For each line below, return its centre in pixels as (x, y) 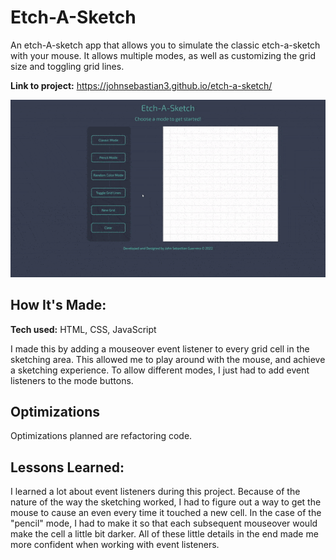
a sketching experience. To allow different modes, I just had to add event (160, 370)
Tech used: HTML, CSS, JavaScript (83, 329)
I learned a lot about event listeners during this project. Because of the (155, 492)
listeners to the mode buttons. (72, 380)
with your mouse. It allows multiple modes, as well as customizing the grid (163, 55)
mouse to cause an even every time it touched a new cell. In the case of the (166, 513)
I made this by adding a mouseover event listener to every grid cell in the (160, 348)
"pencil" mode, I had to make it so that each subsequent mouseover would (164, 523)
